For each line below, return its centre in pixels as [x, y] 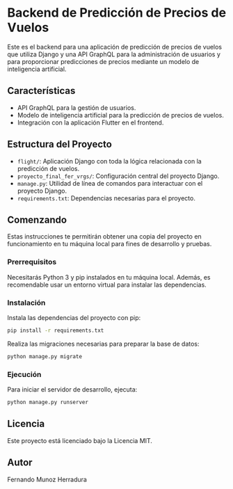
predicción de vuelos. [48, 168]
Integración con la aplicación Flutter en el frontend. [90, 122]
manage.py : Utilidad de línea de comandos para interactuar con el [110, 183]
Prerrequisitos [32, 262]
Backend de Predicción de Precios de [117, 13]
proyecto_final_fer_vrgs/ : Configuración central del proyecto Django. [118, 176]
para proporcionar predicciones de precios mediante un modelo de [103, 61]
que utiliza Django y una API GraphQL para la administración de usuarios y [114, 54]
